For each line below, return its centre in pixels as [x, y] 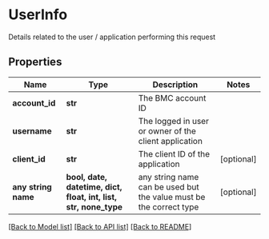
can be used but [169, 187]
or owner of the [167, 131]
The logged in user [174, 121]
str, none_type [94, 207]
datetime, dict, [94, 187]
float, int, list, [92, 197]
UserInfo [38, 15]
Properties [35, 62]
